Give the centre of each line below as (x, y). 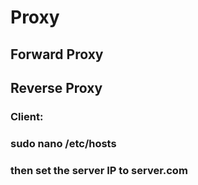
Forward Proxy (57, 54)
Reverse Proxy (56, 87)
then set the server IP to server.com (99, 170)
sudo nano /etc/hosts (63, 143)
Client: (27, 116)
